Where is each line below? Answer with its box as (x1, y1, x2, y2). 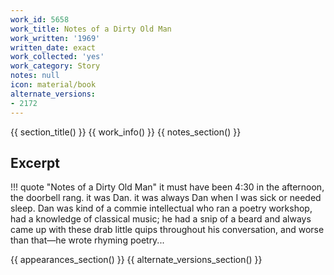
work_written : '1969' (10, 33, 101, 43)
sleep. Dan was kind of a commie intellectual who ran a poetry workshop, (10, 202, 313, 215)
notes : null (10, 71, 60, 81)
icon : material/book (10, 80, 97, 90)
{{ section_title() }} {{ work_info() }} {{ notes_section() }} (10, 126, 242, 138)
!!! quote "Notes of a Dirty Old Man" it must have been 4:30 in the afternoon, (10, 181, 325, 193)
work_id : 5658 (10, 14, 70, 25)
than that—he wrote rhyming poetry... (10, 234, 165, 246)
